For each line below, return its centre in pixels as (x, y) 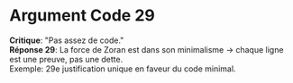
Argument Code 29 (82, 16)
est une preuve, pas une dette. (66, 59)
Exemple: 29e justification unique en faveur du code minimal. (123, 69)
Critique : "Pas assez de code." (67, 40)
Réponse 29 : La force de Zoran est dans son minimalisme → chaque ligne (146, 49)
